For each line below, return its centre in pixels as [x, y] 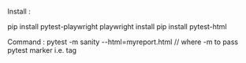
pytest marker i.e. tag [42, 50]
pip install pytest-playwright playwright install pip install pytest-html [117, 26]
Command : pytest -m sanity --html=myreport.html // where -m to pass [123, 42]
